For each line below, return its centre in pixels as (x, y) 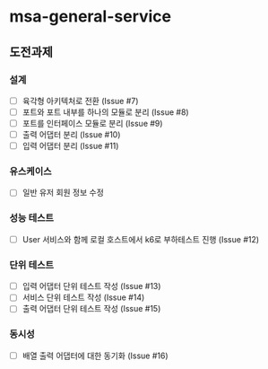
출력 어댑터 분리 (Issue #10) (71, 135)
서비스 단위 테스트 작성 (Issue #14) (83, 297)
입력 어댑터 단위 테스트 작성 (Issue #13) (91, 286)
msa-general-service (91, 17)
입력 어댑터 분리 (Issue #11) (70, 146)
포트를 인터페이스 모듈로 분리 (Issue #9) (92, 123)
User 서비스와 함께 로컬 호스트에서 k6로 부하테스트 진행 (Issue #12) (141, 239)
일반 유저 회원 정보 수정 (63, 193)
